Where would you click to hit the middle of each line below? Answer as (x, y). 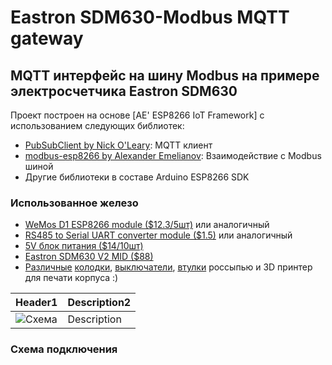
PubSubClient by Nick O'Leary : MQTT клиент (118, 145)
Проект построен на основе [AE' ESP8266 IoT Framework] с (137, 115)
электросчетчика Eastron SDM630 (124, 91)
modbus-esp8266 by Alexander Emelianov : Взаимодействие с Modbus (173, 155)
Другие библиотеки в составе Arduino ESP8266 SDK (137, 177)
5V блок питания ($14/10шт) (84, 246)
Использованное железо (74, 203)
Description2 (99, 303)
